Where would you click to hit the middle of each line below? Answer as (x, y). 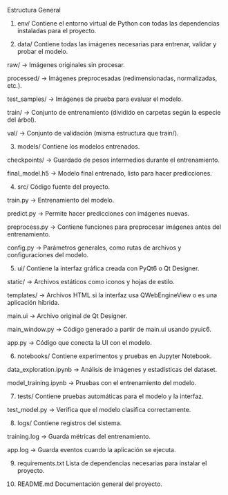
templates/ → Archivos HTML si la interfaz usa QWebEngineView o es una (112, 295)
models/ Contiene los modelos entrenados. (78, 147)
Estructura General (34, 10)
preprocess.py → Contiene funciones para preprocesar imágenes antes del (114, 227)
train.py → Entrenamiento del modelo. (61, 200)
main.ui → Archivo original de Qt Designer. (67, 316)
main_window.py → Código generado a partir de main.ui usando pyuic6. (110, 329)
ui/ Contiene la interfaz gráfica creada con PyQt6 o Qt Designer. (108, 268)
